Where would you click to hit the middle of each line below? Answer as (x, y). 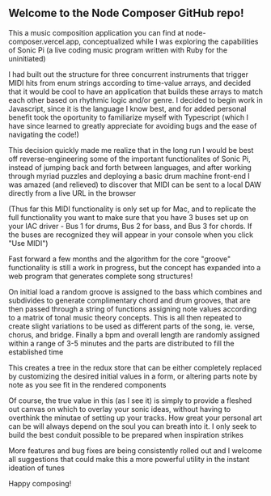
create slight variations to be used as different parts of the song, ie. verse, (132, 326)
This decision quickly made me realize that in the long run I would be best (131, 150)
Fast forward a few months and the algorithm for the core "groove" (120, 259)
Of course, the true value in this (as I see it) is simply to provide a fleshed (130, 401)
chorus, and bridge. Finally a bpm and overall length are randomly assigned (134, 334)
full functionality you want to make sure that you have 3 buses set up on (129, 217)
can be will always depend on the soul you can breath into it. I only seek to (133, 426)
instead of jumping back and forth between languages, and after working (130, 167)
